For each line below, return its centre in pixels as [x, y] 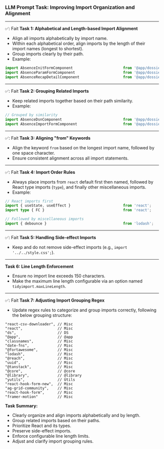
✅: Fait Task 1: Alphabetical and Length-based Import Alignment [72, 29]
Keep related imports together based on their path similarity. [72, 101]
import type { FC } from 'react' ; [78, 210]
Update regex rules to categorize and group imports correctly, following [84, 310]
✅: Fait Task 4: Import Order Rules [40, 172]
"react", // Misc [39, 328]
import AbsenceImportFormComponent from [69, 124]
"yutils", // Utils [40, 380]
